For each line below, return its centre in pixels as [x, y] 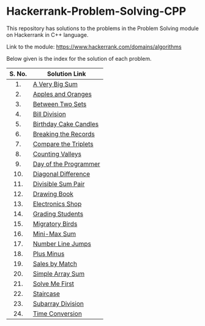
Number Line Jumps [62, 244]
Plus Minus [49, 254]
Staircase [46, 293]
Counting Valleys [57, 153]
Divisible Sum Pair [59, 184]
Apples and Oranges [62, 94]
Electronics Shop [57, 204]
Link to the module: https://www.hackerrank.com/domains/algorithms [94, 47]
